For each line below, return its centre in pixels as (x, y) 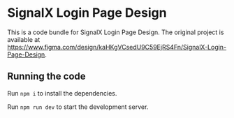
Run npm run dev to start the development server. (78, 107)
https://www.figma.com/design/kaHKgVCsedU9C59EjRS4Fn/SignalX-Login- (117, 47)
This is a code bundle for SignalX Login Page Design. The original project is (116, 32)
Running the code (46, 76)
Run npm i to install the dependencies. (62, 93)
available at (24, 39)
